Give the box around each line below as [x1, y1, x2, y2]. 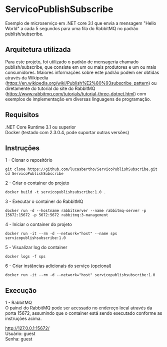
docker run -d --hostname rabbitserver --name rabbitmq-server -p [5, 208, 146, 213]
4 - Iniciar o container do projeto [5, 221, 72, 227]
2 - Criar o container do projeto [5, 180, 69, 186]
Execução [5, 286, 37, 295]
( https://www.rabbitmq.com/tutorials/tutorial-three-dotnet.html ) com [5, 90, 146, 96]
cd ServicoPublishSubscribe [5, 171, 64, 176]
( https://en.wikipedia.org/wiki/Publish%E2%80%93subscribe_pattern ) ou [5, 80, 157, 86]
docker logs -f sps [5, 254, 46, 259]
